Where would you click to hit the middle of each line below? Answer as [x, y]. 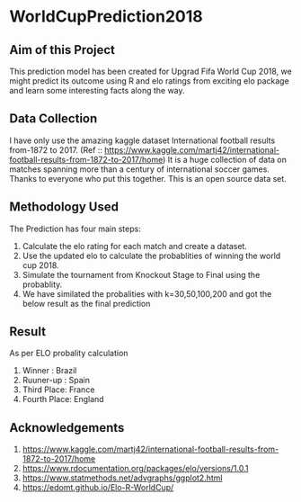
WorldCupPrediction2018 [106, 17]
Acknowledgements [67, 428]
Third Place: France [58, 390]
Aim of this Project [62, 50]
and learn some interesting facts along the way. [97, 90]
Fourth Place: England [63, 399]
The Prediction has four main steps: [75, 229]
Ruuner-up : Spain [56, 381]
